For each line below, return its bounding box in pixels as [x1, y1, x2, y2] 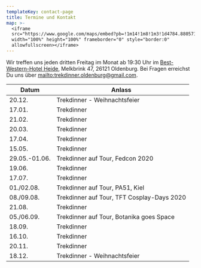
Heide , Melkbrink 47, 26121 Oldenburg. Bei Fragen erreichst [44, 65, 190, 72]
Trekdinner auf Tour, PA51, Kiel [56, 183, 145, 192]
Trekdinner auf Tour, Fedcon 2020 [56, 154, 154, 162]
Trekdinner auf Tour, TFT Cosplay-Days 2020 [56, 193, 187, 201]
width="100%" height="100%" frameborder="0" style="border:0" [11, 37, 170, 43]
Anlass [111, 85, 132, 94]
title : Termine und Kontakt [6, 14, 77, 20]
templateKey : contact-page [6, 8, 74, 15]
